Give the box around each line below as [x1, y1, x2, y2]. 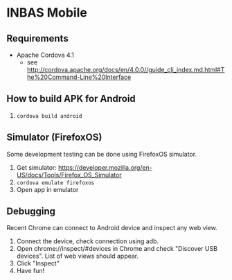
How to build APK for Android [6, 93, 136, 105]
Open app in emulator [16, 185, 79, 193]
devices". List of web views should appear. [16, 252, 139, 261]
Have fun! [16, 267, 45, 275]
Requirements [6, 33, 69, 44]
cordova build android [16, 112, 82, 119]
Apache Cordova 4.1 [16, 51, 74, 59]
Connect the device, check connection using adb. [16, 237, 159, 245]
